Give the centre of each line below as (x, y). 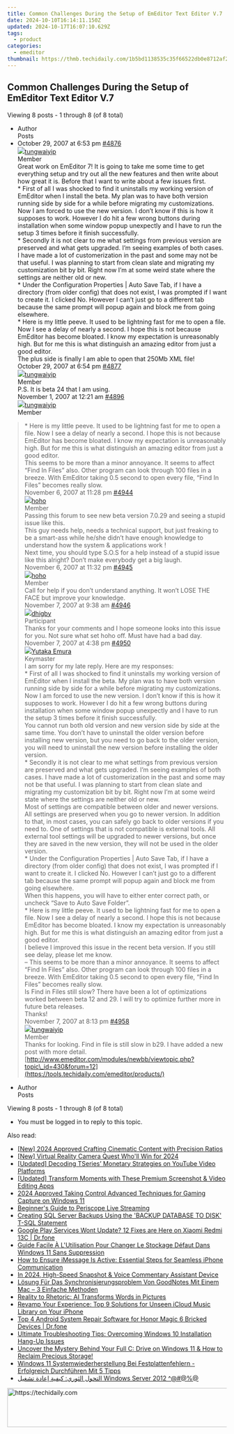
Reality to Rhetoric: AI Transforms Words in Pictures (92, 1297)
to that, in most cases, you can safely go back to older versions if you (124, 821)
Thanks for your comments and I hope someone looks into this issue (122, 628)
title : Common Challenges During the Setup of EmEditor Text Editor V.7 (115, 14)
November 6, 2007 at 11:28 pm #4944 (79, 492)
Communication (40, 1267)
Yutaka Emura (51, 651)
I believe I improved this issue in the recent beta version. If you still (120, 947)
